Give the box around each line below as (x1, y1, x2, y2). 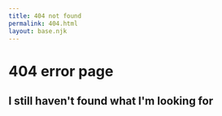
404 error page (8, 62, 114, 80)
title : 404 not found (8, 11, 82, 20)
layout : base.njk (8, 27, 67, 35)
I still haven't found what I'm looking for (8, 94, 214, 108)
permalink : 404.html (8, 19, 79, 28)
